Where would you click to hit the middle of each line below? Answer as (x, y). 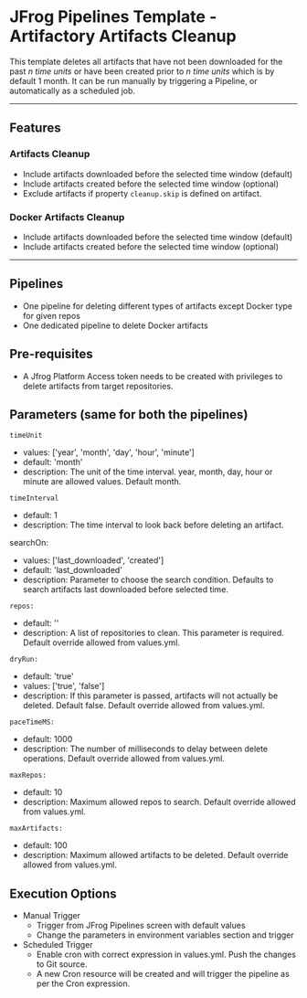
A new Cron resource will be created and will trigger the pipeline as (163, 974)
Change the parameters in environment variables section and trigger (165, 935)
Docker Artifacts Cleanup (67, 217)
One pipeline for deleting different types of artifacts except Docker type (157, 306)
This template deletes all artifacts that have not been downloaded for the (146, 61)
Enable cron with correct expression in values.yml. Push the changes (166, 955)
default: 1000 (48, 739)
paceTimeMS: (32, 722)
